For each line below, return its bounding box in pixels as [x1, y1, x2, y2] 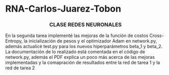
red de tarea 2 [5, 65, 35, 71]
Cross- [149, 32, 164, 39]
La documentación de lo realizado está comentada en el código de [5, 49, 145, 55]
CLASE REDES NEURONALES [49, 21, 122, 28]
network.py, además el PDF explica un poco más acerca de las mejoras [5, 54, 155, 60]
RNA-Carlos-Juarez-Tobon [5, 3, 121, 15]
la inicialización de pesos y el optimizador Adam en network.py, [23, 38, 157, 44]
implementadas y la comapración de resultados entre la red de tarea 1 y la [5, 59, 160, 66]
